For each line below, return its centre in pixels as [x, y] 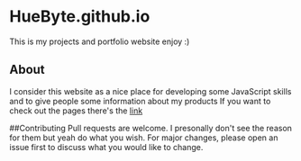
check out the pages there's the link [76, 111]
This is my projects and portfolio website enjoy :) [100, 41]
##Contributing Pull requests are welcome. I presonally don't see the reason [151, 128]
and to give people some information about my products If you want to [140, 101]
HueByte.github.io [80, 17]
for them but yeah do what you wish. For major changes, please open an [144, 138]
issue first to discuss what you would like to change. [106, 147]
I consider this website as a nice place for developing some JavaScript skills [150, 91]
